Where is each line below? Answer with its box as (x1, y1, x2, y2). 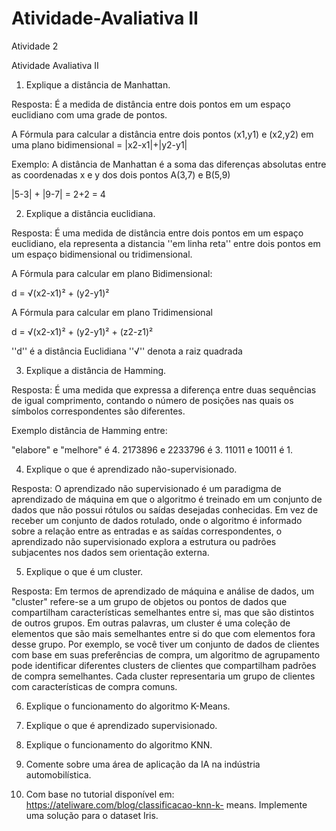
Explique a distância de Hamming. (25, 364, 167, 376)
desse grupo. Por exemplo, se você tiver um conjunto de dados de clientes (11, 638, 320, 650)
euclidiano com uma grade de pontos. (11, 108, 168, 121)
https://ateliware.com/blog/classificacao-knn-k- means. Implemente (25, 798, 308, 811)
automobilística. (25, 768, 92, 781)
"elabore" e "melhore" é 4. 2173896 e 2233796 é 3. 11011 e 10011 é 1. (11, 443, 294, 456)
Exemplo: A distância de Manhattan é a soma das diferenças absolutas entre (11, 158, 327, 170)
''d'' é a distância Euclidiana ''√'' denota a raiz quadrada (11, 345, 243, 357)
